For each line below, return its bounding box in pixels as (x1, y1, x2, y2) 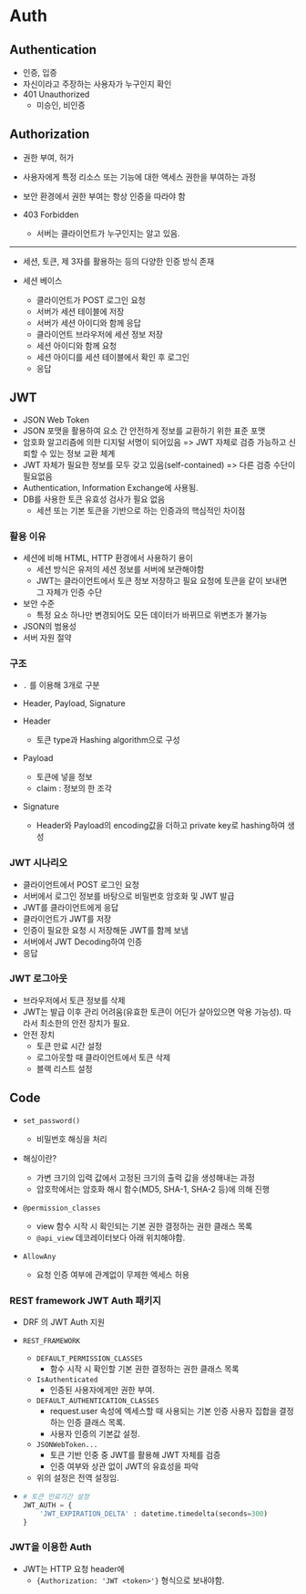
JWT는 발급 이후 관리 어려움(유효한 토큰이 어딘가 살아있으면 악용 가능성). (22, 1005, 282, 1017)
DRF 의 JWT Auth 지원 (22, 1316, 106, 1328)
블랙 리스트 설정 (36, 1063, 93, 1074)
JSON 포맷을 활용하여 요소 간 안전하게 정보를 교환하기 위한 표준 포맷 (22, 425, 266, 436)
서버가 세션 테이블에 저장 (36, 306, 125, 317)
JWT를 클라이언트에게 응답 (22, 901, 119, 912)
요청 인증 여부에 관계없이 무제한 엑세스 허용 (36, 1269, 189, 1280)
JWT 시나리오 (9, 857, 68, 870)
